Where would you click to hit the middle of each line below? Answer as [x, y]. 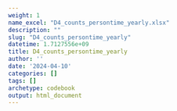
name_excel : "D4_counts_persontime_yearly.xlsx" [89, 23]
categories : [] [33, 73]
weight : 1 [24, 15]
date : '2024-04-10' [40, 66]
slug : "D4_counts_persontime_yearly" [70, 37]
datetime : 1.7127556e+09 [49, 45]
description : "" [34, 30]
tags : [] [22, 81]
